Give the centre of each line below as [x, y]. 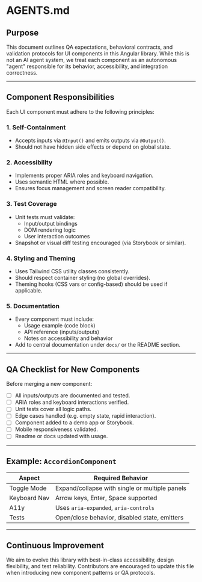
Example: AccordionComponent [62, 461]
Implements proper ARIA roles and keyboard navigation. [84, 176]
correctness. [22, 73]
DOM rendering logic [50, 230]
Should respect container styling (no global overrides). [82, 278]
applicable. [29, 290]
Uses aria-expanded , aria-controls [105, 508]
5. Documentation [33, 306]
